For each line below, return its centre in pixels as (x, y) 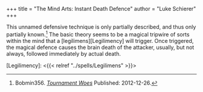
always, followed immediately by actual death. (63, 53)
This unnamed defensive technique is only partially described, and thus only (101, 27)
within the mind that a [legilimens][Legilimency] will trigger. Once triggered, (100, 41)
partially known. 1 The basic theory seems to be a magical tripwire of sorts (98, 34)
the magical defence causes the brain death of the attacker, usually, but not (100, 47)
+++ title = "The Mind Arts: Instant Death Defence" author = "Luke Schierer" (101, 9)
